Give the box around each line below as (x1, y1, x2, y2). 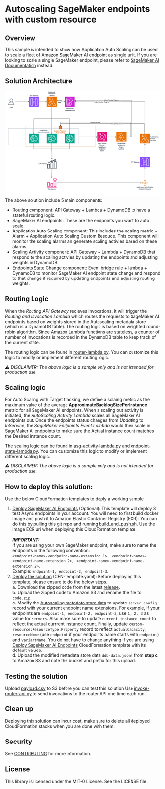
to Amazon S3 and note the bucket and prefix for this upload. (12, 658, 136, 664)
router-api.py (5, 691, 32, 696)
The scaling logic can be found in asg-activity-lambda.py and (5, 443, 130, 449)
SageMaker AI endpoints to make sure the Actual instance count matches (5, 428, 154, 434)
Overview (5, 34, 36, 42)
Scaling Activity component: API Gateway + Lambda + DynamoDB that (12, 249, 156, 255)
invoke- (134, 685, 150, 691)
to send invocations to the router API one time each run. (33, 691, 146, 696)
